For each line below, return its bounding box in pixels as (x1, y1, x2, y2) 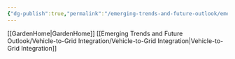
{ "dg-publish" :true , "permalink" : (7, 10, 105, 17)
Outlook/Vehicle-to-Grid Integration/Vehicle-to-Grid (7, 36, 157, 45)
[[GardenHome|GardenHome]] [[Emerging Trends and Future (7, 29, 183, 37)
